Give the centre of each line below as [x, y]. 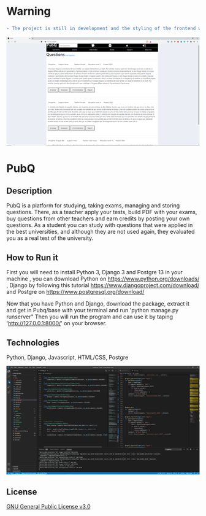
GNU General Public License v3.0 [48, 507]
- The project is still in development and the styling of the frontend [101, 28]
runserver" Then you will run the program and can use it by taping [90, 317]
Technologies [33, 343]
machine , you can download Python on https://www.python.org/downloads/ [103, 279]
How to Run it [32, 257]
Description [29, 191]
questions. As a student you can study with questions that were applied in [100, 225]
